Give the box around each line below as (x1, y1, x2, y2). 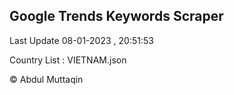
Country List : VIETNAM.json (9, 54, 127, 66)
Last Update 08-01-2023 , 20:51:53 (9, 34, 154, 46)
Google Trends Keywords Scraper (9, 8, 224, 25)
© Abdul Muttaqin (9, 73, 84, 85)
